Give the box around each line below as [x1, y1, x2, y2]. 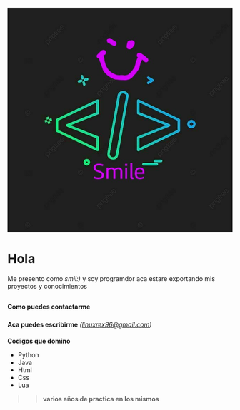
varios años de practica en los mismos [42, 394, 159, 403]
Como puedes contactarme [7, 302, 91, 311]
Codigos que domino [7, 337, 71, 345]
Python [17, 350, 39, 359]
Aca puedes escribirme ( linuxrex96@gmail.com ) [7, 320, 152, 329]
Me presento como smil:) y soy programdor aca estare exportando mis [7, 274, 216, 282]
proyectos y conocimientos [7, 282, 88, 290]
